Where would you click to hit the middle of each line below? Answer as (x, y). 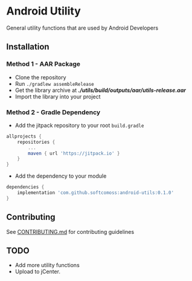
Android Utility (43, 11)
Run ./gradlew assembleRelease (55, 83)
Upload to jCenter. (37, 272)
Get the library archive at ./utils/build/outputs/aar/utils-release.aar (100, 90)
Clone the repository (40, 77)
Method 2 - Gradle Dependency (53, 112)
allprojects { (24, 136)
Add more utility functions (47, 265)
